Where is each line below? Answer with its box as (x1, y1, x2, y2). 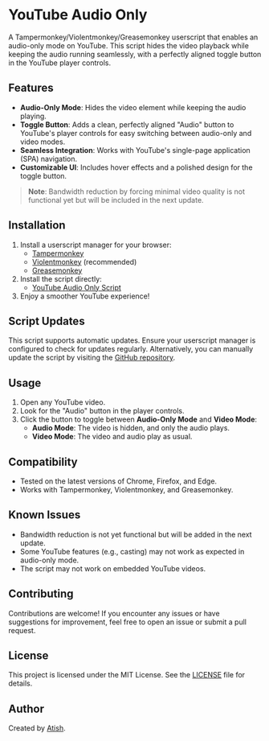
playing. (19, 111, 47, 121)
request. (8, 625, 36, 635)
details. (8, 678, 33, 689)
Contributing (8, 587, 74, 601)
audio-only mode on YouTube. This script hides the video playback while (8, 40, 249, 50)
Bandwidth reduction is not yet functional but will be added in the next (19, 529, 252, 539)
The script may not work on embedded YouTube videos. (19, 563, 206, 573)
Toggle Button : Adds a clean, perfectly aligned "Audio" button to (19, 119, 234, 130)
